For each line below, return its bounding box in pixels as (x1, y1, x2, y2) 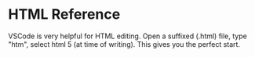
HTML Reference (8, 5, 121, 23)
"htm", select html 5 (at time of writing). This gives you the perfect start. (8, 39, 241, 48)
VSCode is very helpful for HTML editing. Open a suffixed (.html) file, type (8, 31, 247, 41)
